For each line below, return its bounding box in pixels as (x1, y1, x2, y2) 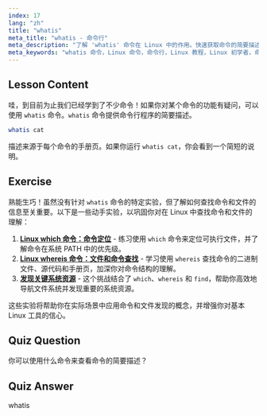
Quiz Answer (8, 379, 74, 393)
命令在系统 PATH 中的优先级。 (26, 243, 126, 253)
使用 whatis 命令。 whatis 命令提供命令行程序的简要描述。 (8, 110, 196, 119)
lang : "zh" (8, 19, 44, 27)
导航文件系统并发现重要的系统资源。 (19, 283, 139, 293)
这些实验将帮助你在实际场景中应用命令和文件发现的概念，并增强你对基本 (8, 300, 245, 310)
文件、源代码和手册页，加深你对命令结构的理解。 (19, 263, 180, 273)
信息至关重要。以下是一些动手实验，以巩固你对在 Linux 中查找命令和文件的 (8, 207, 253, 216)
